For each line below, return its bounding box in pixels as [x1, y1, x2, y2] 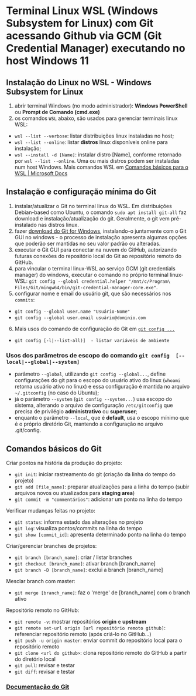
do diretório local [14, 655, 56, 662]
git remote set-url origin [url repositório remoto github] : [14, 624, 166, 631]
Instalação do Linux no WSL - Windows [6, 78, 152, 88]
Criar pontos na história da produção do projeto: [6, 459, 122, 466]
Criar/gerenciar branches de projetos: [6, 542, 97, 549]
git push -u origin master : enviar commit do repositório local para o [14, 637, 183, 644]
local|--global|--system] [6, 359, 80, 365]
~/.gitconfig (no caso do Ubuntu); [14, 389, 99, 396]
